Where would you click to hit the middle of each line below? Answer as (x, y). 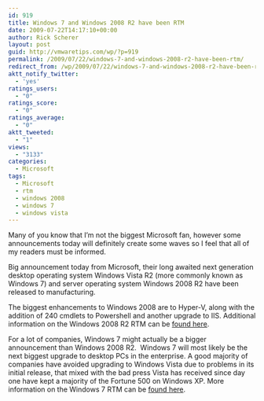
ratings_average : (37, 118)
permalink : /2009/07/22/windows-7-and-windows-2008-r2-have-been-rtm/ (126, 60)
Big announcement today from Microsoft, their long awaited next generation (131, 267)
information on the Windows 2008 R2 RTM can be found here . (109, 324)
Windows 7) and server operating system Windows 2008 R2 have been (124, 284)
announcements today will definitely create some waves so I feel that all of (129, 244)
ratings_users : (33, 88)
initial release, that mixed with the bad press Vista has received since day (127, 373)
